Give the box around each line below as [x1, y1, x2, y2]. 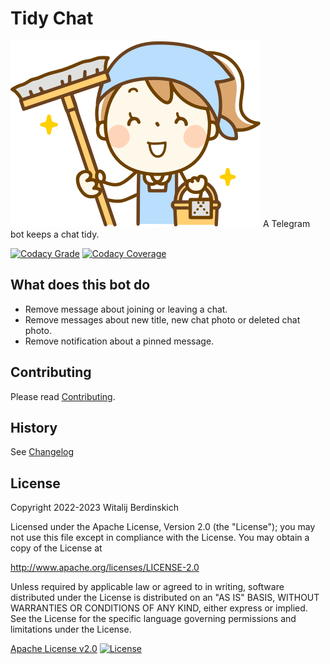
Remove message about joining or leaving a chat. [24, 303, 228, 315]
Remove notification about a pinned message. [24, 335, 215, 347]
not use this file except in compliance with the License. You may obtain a [10, 532, 310, 544]
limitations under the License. [10, 623, 132, 636]
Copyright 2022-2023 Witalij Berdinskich [10, 502, 180, 514]
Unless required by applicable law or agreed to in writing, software [10, 581, 285, 593]
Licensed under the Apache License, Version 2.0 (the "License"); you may [10, 521, 316, 533]
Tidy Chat [10, 7, 94, 30]
